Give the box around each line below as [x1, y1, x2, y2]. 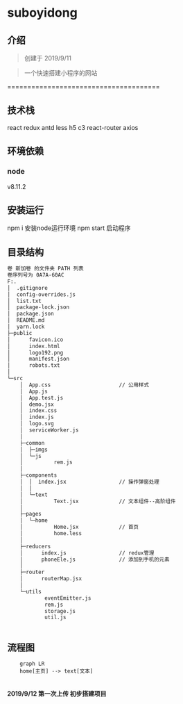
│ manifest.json [7, 356, 70, 363]
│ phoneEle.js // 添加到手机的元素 [19, 556, 170, 563]
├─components [19, 472, 58, 479]
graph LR [19, 660, 45, 667]
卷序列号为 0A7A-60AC [7, 272, 64, 279]
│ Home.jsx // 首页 [19, 523, 139, 531]
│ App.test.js [19, 394, 64, 401]
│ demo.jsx [19, 401, 54, 408]
